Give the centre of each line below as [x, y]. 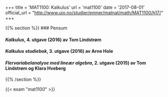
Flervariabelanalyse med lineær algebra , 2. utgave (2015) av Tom [76, 62]
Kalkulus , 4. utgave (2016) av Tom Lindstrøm [53, 40]
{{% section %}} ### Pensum [36, 28]
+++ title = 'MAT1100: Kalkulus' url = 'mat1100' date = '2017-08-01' [75, 7]
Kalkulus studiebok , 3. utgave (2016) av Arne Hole [59, 51]
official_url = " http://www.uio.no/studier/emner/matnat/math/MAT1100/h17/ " [84, 13]
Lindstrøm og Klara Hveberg [36, 68]
